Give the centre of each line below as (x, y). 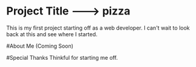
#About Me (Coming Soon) (40, 46)
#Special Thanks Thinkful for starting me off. (62, 57)
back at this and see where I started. (52, 34)
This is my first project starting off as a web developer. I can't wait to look (98, 28)
